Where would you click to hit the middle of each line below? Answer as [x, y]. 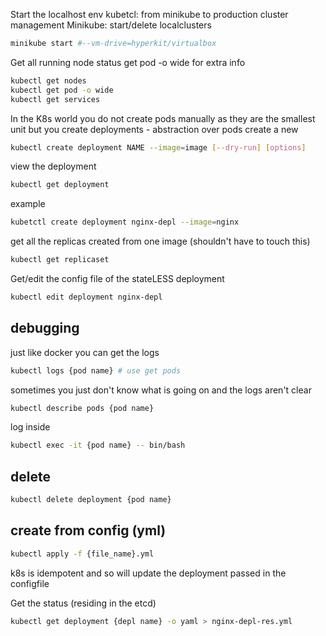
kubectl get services [55, 99]
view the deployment [53, 166]
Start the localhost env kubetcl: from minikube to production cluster [149, 14]
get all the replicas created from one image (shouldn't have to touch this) [160, 241]
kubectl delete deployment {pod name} [91, 500]
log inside [30, 427]
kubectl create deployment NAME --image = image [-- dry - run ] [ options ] [158, 147]
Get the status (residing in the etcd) [83, 603]
